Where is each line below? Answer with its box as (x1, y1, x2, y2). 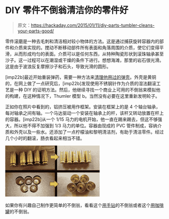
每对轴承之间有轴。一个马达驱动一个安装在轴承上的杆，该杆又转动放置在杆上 (5, 110, 164, 116)
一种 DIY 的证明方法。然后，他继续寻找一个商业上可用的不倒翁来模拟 (14, 87, 156, 93)
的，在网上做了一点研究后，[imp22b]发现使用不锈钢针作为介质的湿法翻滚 (5, 80, 157, 86)
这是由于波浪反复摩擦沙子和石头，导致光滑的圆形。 (5, 63, 111, 69)
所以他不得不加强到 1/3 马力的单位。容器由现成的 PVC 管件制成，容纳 (14, 122, 157, 128)
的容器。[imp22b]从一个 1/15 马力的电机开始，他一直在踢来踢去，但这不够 (5, 116, 158, 122)
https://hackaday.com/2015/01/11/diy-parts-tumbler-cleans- (31, 22, 155, 28)
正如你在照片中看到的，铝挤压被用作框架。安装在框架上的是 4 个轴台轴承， (5, 104, 160, 110)
